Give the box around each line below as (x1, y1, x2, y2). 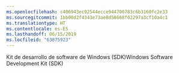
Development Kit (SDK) (6, 60, 64, 67)
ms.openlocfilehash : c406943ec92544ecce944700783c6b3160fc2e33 (6, 8, 168, 15)
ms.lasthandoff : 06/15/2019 (6, 31, 77, 37)
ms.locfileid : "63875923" (6, 37, 71, 43)
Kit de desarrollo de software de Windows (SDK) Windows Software (6, 54, 173, 60)
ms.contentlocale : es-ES (6, 25, 68, 32)
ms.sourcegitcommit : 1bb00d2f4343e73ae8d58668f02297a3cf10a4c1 (6, 14, 168, 21)
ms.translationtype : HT (6, 20, 66, 26)
